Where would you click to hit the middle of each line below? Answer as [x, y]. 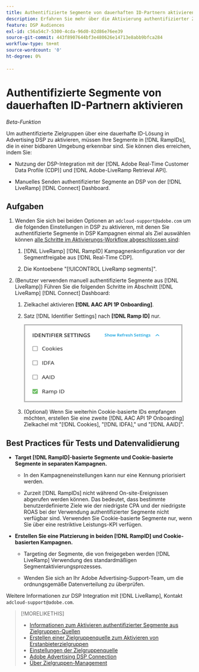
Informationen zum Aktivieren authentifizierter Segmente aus [104, 625]
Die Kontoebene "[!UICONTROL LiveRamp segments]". [90, 269]
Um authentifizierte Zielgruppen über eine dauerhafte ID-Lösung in [88, 133]
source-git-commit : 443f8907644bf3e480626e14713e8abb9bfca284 [84, 38]
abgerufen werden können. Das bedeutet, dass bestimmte [94, 499]
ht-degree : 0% [24, 56]
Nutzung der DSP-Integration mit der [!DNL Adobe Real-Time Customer [102, 164]
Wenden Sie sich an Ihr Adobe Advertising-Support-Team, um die [103, 578]
